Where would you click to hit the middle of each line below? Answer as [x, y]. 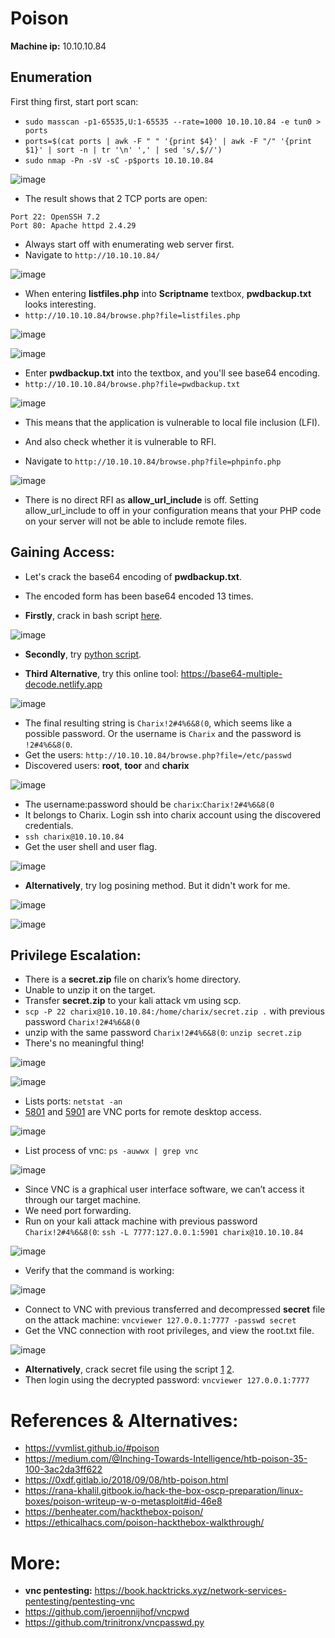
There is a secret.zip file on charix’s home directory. [133, 979]
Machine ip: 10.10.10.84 [58, 46]
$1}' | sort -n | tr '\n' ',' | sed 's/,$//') [123, 150]
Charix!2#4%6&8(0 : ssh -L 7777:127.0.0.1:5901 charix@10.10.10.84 [164, 1232]
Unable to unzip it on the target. [90, 990]
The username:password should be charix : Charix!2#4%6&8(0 [149, 804]
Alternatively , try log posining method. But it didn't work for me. [157, 885]
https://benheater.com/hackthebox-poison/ [114, 1512]
